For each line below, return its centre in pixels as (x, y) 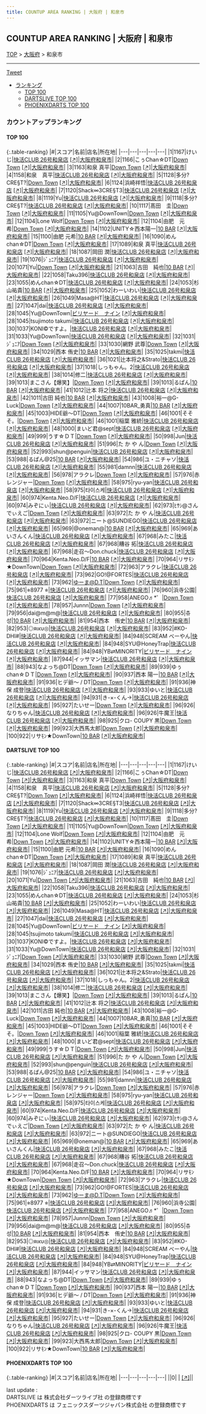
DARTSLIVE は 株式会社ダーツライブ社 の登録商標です (74, 1397)
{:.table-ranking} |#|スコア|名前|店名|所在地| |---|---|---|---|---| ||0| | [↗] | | (100, 1377)
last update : (22, 1389)
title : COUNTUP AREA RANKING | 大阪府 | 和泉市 (65, 12)
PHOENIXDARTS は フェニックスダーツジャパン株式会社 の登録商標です (97, 1405)
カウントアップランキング (44, 122)
